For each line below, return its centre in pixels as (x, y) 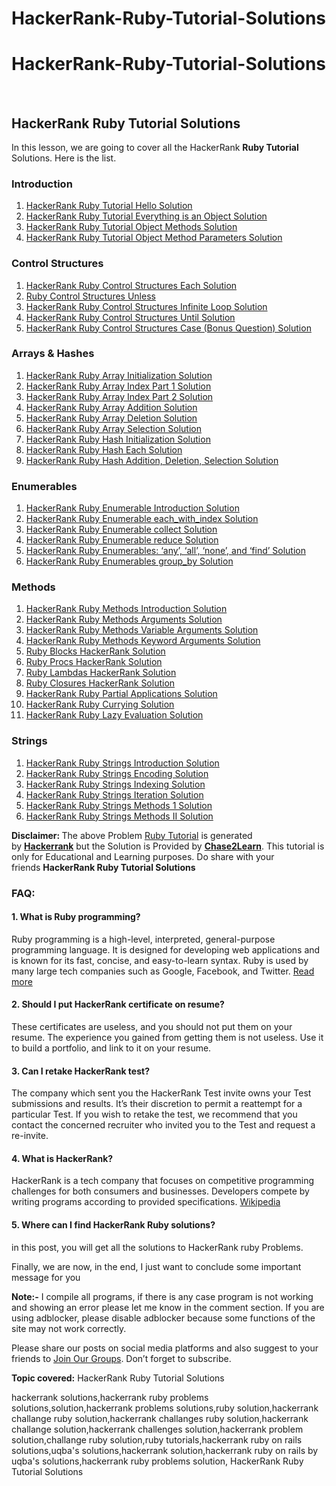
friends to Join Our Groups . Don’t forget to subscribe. (121, 1358)
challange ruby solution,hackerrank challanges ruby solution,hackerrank (160, 1418)
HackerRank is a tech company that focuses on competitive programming (163, 1181)
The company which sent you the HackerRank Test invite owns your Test (161, 1093)
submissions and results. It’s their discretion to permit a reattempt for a (157, 1104)
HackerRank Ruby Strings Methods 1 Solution (119, 805)
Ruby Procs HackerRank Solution (94, 662)
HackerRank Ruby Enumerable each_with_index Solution (142, 519)
